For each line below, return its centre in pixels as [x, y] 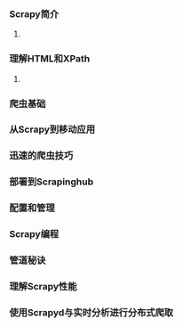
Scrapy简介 [34, 13]
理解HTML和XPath [50, 59]
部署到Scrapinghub [52, 182]
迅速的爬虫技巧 [41, 156]
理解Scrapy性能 [43, 286]
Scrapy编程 [34, 234]
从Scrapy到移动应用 [52, 129]
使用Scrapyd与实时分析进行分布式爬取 [91, 312]
